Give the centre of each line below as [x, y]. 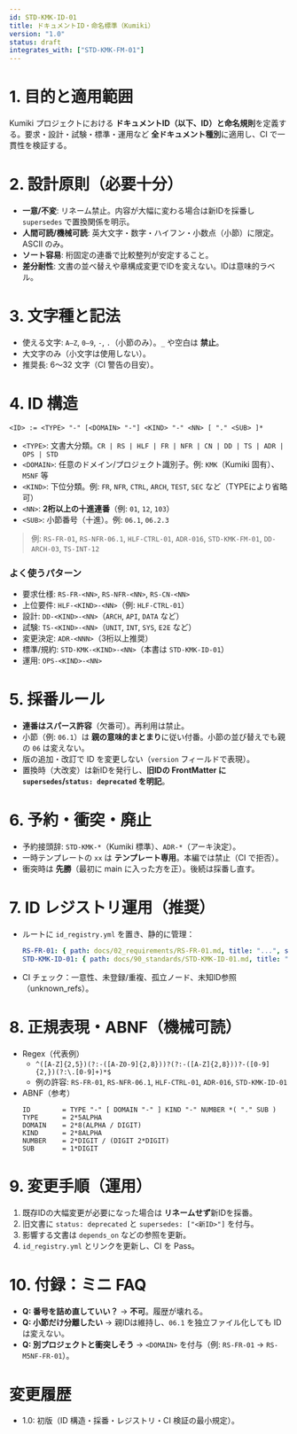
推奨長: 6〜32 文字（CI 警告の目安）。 [90, 364]
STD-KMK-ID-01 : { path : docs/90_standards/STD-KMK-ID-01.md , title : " [155, 959]
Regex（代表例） [53, 1053]
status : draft [35, 42]
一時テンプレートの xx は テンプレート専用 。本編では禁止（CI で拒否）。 [152, 858]
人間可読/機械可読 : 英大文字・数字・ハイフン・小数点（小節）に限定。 [150, 233]
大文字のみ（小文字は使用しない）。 [86, 353]
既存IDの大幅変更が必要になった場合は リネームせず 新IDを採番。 [140, 1212]
